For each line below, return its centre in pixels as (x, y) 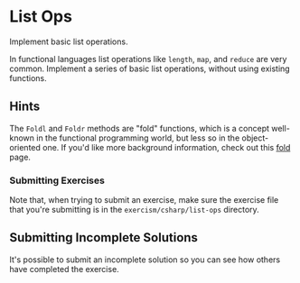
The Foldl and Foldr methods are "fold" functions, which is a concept (139, 128)
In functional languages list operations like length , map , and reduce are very (148, 59)
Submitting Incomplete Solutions (104, 237)
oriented (25, 147)
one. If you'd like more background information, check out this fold (166, 147)
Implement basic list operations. (69, 41)
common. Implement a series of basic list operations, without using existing (150, 68)
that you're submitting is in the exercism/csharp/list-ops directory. (134, 210)
